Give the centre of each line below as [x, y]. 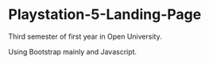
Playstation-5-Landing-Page [105, 15]
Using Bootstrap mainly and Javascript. [73, 51]
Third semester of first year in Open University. [85, 36]
